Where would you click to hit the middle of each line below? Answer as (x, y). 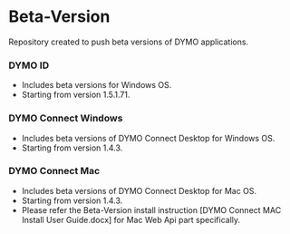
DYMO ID (29, 65)
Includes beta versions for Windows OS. (97, 85)
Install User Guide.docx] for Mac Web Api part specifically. (131, 219)
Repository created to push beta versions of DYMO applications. (129, 42)
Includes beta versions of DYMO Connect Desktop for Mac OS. (139, 190)
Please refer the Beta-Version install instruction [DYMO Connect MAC (151, 210)
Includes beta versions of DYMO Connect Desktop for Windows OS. (148, 138)
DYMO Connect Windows (66, 118)
